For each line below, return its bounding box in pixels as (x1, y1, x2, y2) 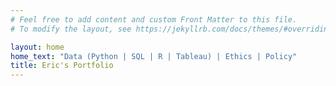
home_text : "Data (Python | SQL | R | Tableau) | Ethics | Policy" (10, 51, 298, 61)
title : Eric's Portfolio (10, 61, 114, 71)
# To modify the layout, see (10, 24, 132, 34)
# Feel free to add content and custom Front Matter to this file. (10, 14, 298, 25)
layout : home (10, 42, 65, 52)
